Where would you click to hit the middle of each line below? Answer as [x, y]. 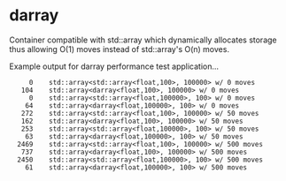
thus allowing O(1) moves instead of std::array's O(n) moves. [120, 49]
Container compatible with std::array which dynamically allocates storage [143, 40]
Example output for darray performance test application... [114, 66]
